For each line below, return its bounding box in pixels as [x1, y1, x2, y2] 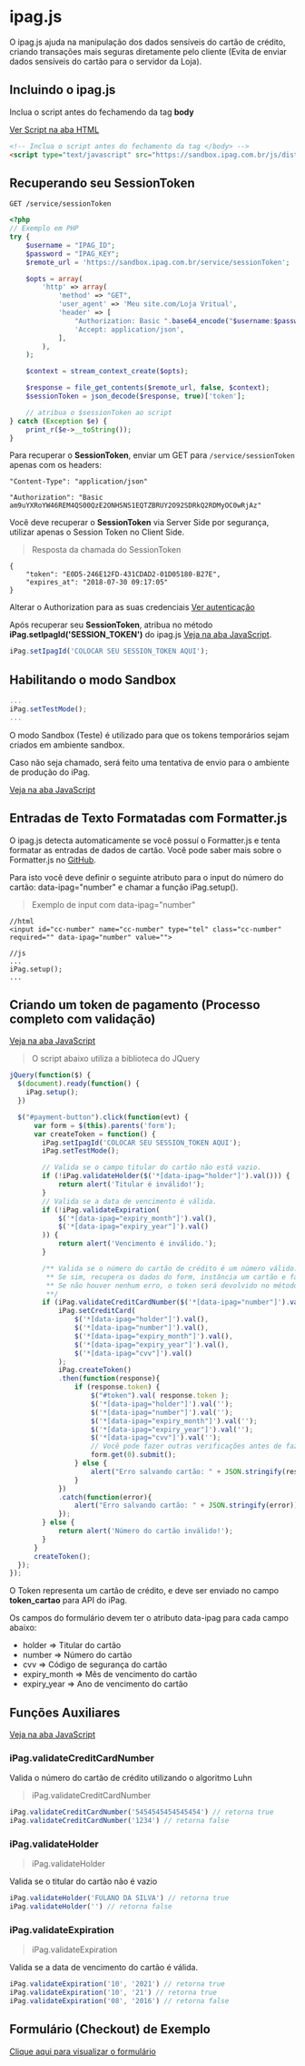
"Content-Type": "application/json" [9, 477, 148, 486]
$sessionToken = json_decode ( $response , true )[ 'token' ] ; [25, 392, 246, 402]
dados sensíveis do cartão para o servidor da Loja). [9, 56, 202, 66]
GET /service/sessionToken [9, 199, 112, 209]
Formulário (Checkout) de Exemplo [9, 2021, 211, 2037]
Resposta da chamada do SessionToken [31, 544, 182, 555]
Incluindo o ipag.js [9, 82, 116, 97]
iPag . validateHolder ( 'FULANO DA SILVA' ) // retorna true [9, 1894, 230, 1903]
